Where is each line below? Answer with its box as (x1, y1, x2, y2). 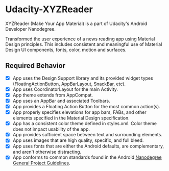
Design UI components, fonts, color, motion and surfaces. (5, 46, 127, 53)
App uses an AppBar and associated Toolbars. (12, 97, 111, 104)
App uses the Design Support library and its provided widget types (12, 75, 153, 81)
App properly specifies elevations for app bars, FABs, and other (12, 109, 147, 115)
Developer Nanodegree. (5, 26, 56, 32)
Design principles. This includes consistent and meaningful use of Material (5, 41, 162, 47)
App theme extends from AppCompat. (12, 92, 93, 98)
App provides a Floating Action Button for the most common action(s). (12, 104, 161, 109)
